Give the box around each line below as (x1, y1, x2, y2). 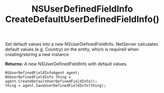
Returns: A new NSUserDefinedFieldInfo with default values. (5, 61, 128, 67)
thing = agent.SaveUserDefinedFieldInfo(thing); (5, 83, 106, 88)
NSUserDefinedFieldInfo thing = (5, 74, 71, 80)
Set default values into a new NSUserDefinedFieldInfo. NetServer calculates (5, 41, 158, 47)
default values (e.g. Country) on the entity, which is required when (5, 46, 139, 52)
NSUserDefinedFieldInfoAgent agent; (5, 71, 80, 75)
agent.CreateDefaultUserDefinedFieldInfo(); (5, 79, 97, 84)
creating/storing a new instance (5, 52, 70, 57)
